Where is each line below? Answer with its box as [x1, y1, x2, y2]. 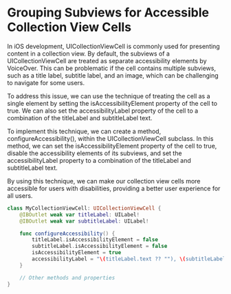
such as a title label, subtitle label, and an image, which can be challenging [7, 71, 219, 80]
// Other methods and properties [19, 274, 115, 281]
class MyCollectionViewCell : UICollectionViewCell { [7, 205, 162, 212]
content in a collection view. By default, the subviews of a [7, 49, 170, 58]
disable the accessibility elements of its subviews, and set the [7, 149, 182, 157]
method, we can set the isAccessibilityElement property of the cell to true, [7, 142, 217, 150]
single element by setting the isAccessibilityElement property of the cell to [7, 99, 218, 107]
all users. [7, 191, 33, 200]
